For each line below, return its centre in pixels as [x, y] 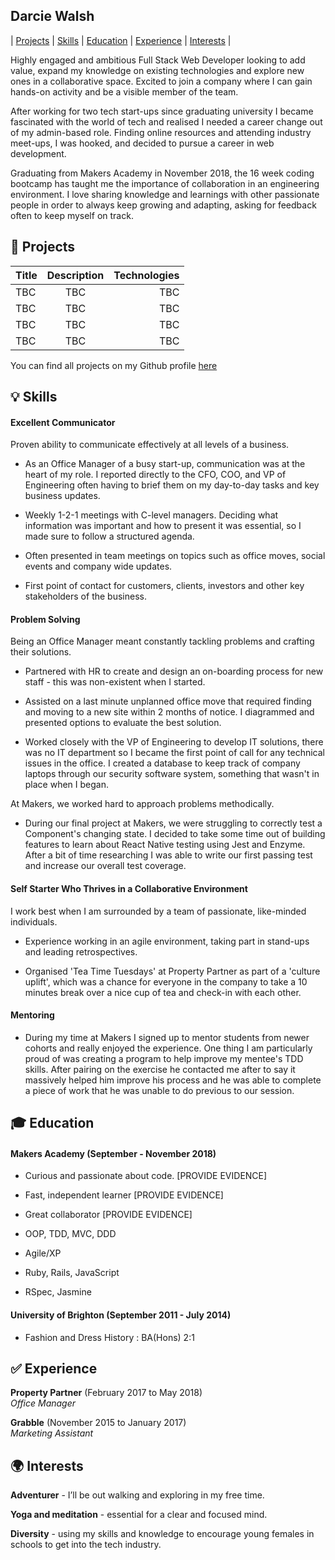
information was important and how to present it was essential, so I [163, 526]
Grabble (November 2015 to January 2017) [98, 1423]
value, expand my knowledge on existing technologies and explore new [157, 70]
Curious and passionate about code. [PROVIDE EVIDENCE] [146, 1176]
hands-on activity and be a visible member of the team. [124, 91]
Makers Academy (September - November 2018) [113, 1153]
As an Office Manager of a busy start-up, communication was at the [165, 464]
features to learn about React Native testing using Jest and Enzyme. [165, 845]
